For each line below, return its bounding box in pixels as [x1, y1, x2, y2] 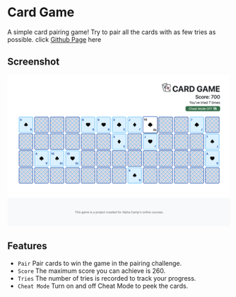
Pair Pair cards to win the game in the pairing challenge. [17, 259, 182, 267]
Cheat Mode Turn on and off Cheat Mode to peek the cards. [17, 281, 189, 290]
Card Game [7, 4, 75, 21]
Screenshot [7, 56, 60, 68]
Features [7, 240, 47, 252]
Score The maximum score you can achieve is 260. [17, 267, 166, 275]
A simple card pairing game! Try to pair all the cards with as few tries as [7, 28, 216, 36]
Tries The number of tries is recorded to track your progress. [17, 274, 196, 282]
